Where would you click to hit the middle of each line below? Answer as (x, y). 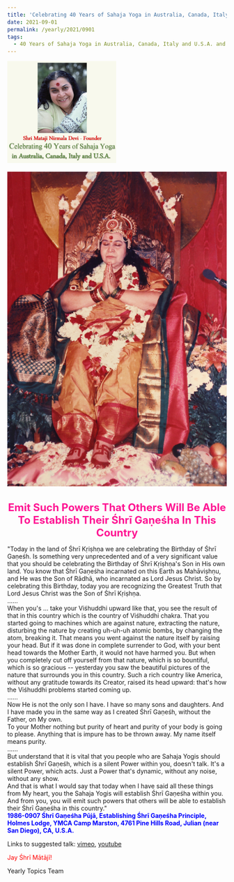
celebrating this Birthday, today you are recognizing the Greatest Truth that (115, 586)
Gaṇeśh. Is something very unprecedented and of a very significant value (112, 556)
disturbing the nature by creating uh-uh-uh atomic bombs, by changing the (115, 630)
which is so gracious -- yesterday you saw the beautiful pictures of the (109, 667)
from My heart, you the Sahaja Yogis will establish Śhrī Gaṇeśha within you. (116, 793)
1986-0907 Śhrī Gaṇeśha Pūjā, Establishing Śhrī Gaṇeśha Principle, (107, 815)
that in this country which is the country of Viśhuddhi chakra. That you (108, 615)
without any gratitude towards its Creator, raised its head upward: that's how (117, 682)
